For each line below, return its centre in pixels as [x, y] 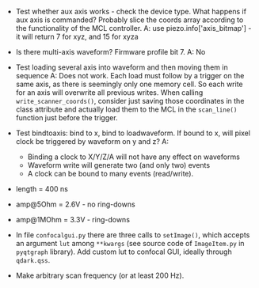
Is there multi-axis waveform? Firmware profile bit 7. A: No [110, 52]
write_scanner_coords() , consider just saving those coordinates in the [130, 101]
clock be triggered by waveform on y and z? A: [92, 141]
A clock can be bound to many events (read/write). [110, 174]
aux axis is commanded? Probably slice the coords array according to [129, 20]
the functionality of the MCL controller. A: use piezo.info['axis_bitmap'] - [133, 28]
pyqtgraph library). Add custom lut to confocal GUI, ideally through [124, 252]
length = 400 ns [42, 189]
